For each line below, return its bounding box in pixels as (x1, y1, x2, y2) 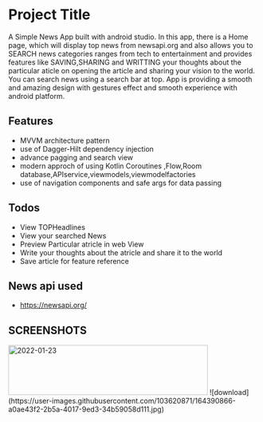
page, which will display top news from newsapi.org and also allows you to (8, 40, 253, 49)
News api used (8, 279, 84, 293)
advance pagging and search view (19, 152, 134, 162)
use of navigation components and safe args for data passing (19, 178, 222, 187)
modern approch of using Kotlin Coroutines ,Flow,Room (19, 161, 202, 171)
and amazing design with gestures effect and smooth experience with (8, 82, 237, 93)
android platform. (8, 91, 65, 101)
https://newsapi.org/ (19, 301, 88, 310)
